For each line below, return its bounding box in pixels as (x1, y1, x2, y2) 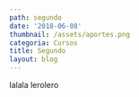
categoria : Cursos (9, 38, 78, 48)
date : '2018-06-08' (9, 22, 83, 31)
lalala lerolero (9, 80, 59, 90)
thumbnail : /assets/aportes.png (9, 30, 130, 39)
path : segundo (9, 13, 63, 22)
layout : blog (9, 55, 58, 64)
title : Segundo (9, 47, 66, 56)
